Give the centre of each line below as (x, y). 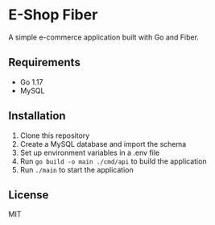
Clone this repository (55, 135)
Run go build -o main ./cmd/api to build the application (113, 161)
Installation (37, 116)
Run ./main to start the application (77, 169)
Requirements (44, 62)
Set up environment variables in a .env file (90, 152)
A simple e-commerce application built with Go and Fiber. (104, 37)
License (29, 195)
